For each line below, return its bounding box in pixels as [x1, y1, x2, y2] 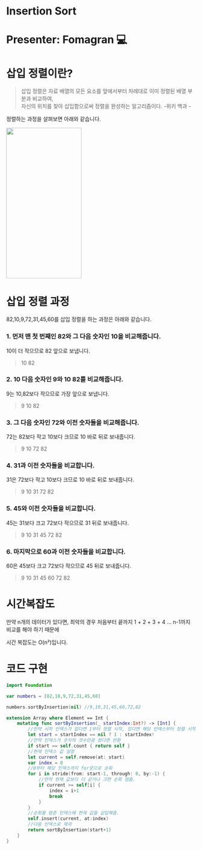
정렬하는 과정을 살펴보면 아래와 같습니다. [6, 116, 101, 123]
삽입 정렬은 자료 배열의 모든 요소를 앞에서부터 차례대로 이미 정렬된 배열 [20, 87, 186, 95]
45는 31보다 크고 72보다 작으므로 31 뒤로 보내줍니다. [6, 519, 129, 527]
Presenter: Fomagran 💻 [6, 33, 127, 46]
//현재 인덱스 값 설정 [28, 748, 75, 754]
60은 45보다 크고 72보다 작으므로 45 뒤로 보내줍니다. [6, 562, 132, 570]
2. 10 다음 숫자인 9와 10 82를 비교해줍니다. [6, 375, 124, 384]
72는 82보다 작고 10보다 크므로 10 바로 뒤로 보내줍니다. [6, 433, 135, 440]
